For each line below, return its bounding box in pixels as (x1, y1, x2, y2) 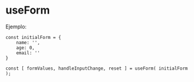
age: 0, (16, 45, 35, 51)
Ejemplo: (5, 23, 27, 30)
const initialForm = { (5, 34, 61, 40)
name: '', (16, 40, 41, 45)
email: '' (16, 50, 41, 56)
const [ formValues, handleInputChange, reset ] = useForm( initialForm (5, 65, 188, 71)
